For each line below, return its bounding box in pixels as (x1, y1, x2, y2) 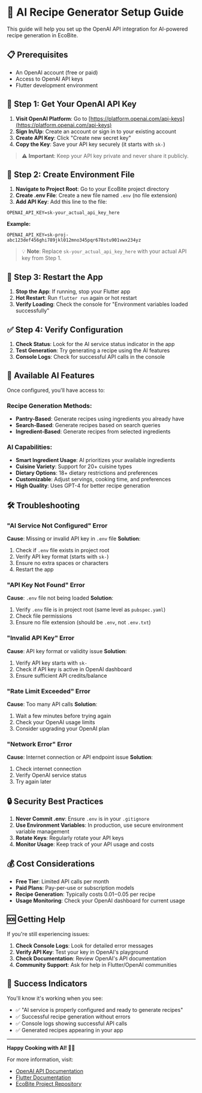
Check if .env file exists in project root (15, 547, 110, 554)
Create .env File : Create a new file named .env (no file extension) (15, 192, 177, 199)
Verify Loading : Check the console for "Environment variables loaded (15, 300, 188, 308)
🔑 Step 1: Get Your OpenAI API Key (7, 99, 137, 109)
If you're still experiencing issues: (7, 930, 90, 937)
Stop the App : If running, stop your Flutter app (15, 288, 131, 295)
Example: (7, 221, 31, 228)
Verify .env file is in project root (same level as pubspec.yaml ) (15, 606, 166, 613)
